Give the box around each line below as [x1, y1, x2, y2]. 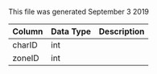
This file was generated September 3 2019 [8, 7, 150, 16]
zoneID [12, 52, 39, 64]
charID [12, 39, 38, 51]
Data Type [51, 26, 91, 37]
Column [12, 26, 43, 37]
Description [98, 26, 145, 37]
